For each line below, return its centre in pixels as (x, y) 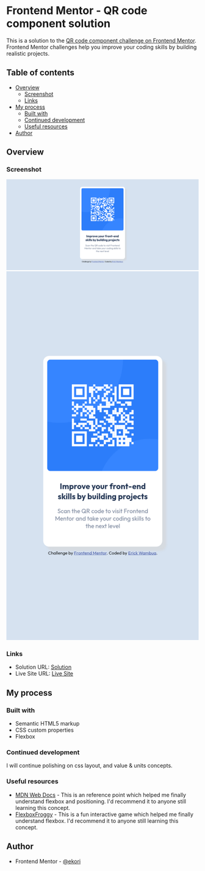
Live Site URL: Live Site (44, 674)
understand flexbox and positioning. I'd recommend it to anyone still (101, 801)
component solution (59, 24)
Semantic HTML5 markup (47, 724)
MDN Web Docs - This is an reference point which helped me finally (100, 795)
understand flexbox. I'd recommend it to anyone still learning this (97, 821)
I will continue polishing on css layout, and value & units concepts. (89, 766)
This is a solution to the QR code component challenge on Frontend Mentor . (101, 40)
